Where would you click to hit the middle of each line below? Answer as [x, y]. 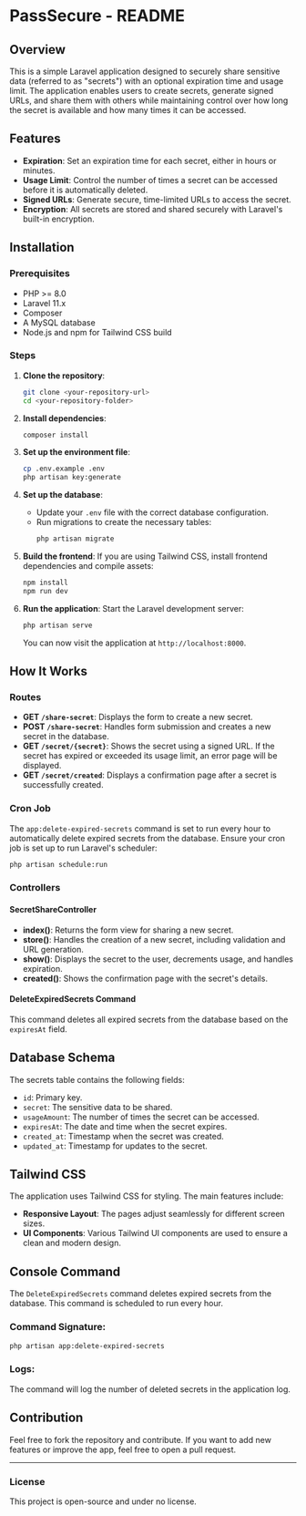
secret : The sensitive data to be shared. [97, 1107]
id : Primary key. [52, 1097]
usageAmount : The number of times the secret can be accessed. [141, 1117]
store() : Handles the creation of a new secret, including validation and [154, 939]
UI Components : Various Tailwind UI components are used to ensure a [155, 1233]
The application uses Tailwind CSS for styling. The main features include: [147, 1196]
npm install [45, 583]
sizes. [34, 1223]
